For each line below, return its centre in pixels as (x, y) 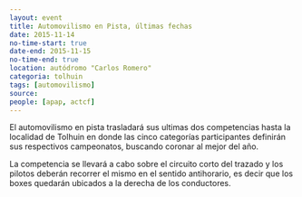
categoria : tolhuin (46, 77)
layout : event (36, 18)
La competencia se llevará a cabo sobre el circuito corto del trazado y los (146, 164)
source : (24, 93)
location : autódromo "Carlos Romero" (81, 69)
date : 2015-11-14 (42, 34)
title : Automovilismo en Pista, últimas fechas (101, 26)
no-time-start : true (49, 43)
